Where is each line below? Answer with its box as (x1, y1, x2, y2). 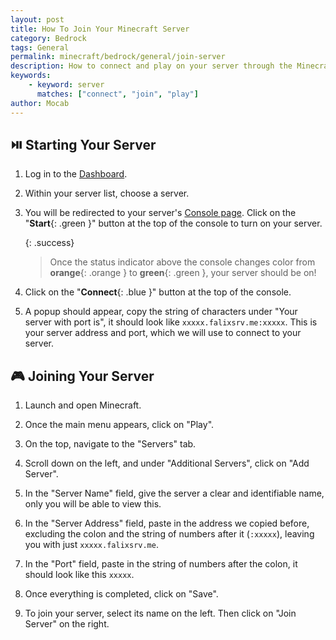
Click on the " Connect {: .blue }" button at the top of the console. (24, 286, 292, 298)
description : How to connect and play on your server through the (10, 61, 293, 71)
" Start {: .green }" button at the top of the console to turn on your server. (24, 217, 323, 230)
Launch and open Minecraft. (24, 399, 142, 411)
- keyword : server (28, 80, 105, 90)
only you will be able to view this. (24, 498, 162, 510)
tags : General (10, 42, 70, 53)
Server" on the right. (24, 618, 110, 630)
